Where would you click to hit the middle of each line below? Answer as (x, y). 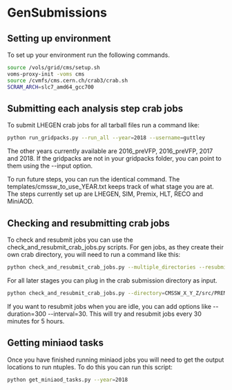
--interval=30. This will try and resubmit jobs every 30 (125, 314)
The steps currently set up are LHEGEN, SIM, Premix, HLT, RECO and (105, 194)
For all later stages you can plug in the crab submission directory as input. (112, 280)
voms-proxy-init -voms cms (46, 74)
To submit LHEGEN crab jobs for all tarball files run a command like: (104, 125)
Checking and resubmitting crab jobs (89, 223)
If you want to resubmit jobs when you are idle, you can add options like (109, 306)
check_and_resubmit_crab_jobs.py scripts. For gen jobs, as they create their (116, 247)
